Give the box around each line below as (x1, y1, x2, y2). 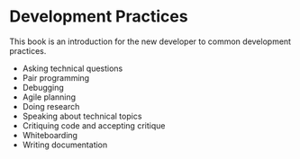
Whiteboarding (22, 129, 78, 140)
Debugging (22, 82, 65, 93)
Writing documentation (22, 139, 108, 150)
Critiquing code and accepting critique (22, 119, 166, 131)
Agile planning (22, 92, 77, 102)
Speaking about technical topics (22, 110, 142, 121)
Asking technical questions (22, 63, 123, 74)
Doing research (22, 101, 80, 111)
